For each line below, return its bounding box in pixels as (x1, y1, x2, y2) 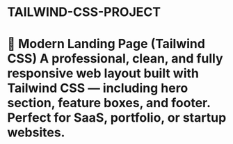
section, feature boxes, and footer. (7, 95, 211, 111)
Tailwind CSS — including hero (7, 81, 188, 96)
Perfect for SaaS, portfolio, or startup (7, 110, 227, 126)
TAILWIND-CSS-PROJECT (7, 4, 161, 20)
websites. (7, 125, 65, 141)
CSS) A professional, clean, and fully (7, 51, 224, 67)
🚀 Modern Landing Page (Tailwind (7, 36, 205, 52)
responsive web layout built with (7, 65, 200, 81)
